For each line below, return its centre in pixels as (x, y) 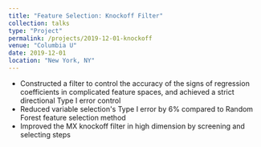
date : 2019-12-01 (37, 53)
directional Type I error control (70, 100)
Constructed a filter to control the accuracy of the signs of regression (135, 83)
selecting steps (45, 134)
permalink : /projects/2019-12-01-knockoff (80, 38)
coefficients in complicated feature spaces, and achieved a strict (127, 92)
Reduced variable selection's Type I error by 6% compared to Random (137, 108)
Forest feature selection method (73, 117)
